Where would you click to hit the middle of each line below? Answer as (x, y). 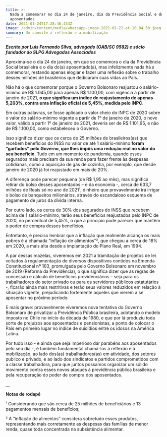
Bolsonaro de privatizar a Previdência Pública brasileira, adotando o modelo (83, 312)
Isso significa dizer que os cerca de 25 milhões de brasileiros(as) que (77, 138)
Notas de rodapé (23, 394)
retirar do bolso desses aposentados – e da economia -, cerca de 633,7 (79, 185)
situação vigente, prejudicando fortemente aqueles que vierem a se (75, 292)
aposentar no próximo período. (37, 298)
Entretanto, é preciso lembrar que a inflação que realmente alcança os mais (83, 235)
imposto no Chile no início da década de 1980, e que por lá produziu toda (80, 318)
